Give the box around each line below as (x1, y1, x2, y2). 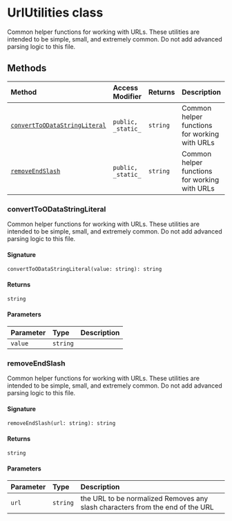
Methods (7, 62, 47, 74)
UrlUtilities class (7, 5, 104, 21)
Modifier (113, 91, 142, 101)
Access (113, 83, 138, 93)
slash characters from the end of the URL (80, 502, 214, 512)
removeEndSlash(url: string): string (7, 420, 116, 427)
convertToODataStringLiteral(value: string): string (7, 266, 162, 273)
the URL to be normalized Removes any (80, 493, 209, 503)
